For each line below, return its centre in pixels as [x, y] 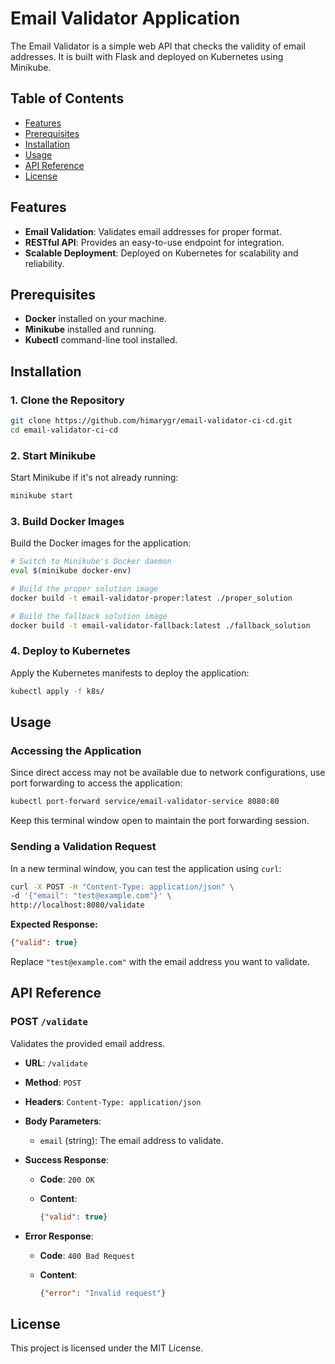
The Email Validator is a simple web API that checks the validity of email [158, 46]
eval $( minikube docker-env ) [71, 571]
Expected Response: [54, 924]
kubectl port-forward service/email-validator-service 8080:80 [145, 802]
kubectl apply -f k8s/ [57, 691]
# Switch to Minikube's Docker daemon [91, 562]
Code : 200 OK [67, 1179]
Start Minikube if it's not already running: [94, 478]
